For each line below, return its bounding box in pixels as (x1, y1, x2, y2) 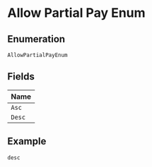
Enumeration (7, 33, 66, 45)
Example (7, 135, 47, 147)
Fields (7, 70, 35, 82)
